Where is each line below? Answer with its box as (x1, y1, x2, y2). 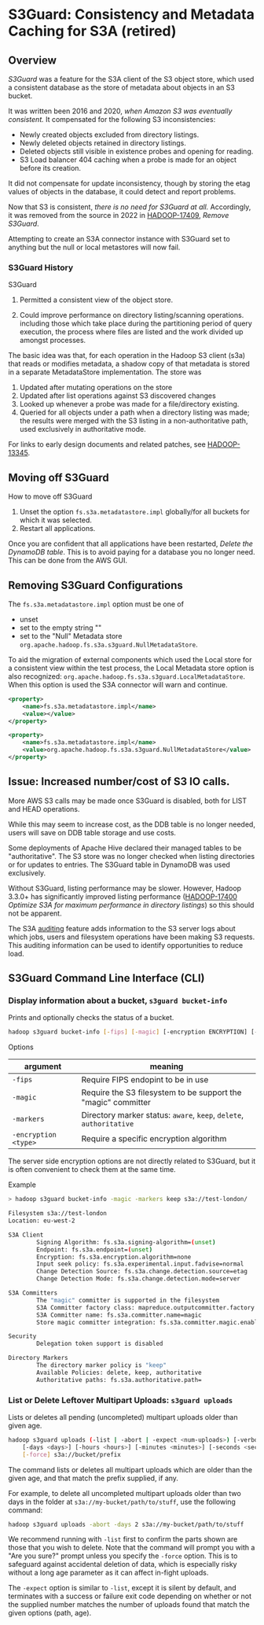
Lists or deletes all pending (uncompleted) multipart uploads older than (8, 1412, 238, 1421)
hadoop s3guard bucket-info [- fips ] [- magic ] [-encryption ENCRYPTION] (8, 1028, 247, 1036)
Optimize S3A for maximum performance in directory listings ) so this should (8, 900, 255, 909)
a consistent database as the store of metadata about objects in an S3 (8, 83, 236, 92)
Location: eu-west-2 (8, 1217, 76, 1225)
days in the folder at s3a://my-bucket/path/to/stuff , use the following (8, 1497, 236, 1506)
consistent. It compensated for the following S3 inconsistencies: (8, 115, 216, 123)
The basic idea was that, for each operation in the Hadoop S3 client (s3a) (8, 351, 246, 360)
